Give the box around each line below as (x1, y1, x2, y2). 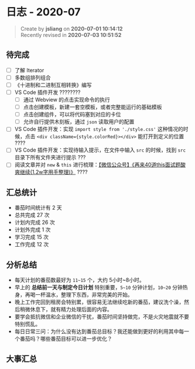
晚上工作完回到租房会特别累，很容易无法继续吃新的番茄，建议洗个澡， (14, 298, 184, 306)
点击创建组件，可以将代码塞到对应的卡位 (23, 111, 121, 118)
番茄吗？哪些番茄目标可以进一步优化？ (19, 336, 112, 343)
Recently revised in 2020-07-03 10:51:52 (20, 31, 122, 38)
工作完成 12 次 (14, 241, 49, 248)
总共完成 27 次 (14, 212, 50, 219)
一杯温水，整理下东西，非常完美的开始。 (35, 291, 133, 298)
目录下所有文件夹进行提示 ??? (14, 154, 86, 161)
